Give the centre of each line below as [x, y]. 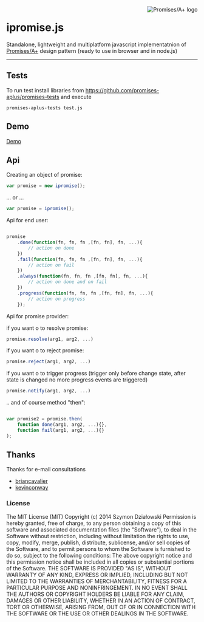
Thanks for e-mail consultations [46, 470]
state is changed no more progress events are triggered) [77, 380]
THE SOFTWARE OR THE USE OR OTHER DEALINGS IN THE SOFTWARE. [97, 613]
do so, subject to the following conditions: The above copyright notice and [99, 555]
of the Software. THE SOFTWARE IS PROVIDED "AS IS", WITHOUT [89, 568]
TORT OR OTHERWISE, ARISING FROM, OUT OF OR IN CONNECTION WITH [101, 607]
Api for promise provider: [38, 316]
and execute [76, 97]
